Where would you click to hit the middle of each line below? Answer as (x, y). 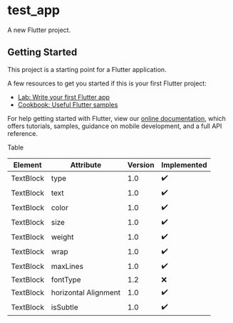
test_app (34, 10)
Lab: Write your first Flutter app (64, 97)
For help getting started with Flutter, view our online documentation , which (117, 118)
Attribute (86, 164)
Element (27, 164)
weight (62, 237)
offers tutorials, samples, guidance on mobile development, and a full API (115, 126)
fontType (66, 280)
